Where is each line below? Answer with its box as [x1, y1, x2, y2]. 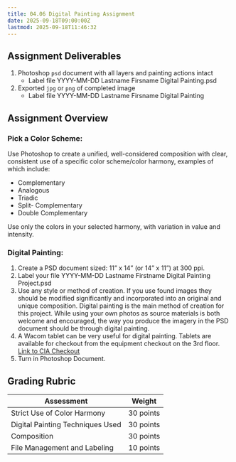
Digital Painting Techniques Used [11, 419, 122, 429]
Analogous [17, 186, 50, 194]
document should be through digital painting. [17, 324, 150, 333]
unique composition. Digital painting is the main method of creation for [17, 301, 225, 310]
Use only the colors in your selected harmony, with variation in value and [7, 222, 220, 231]
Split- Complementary [17, 200, 83, 210]
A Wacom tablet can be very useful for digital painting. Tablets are [17, 332, 212, 340]
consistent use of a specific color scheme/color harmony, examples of [7, 157, 214, 166]
